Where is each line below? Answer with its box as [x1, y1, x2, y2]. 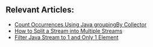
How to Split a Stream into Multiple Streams [14, 27, 123, 34]
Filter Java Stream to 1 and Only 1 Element [14, 33, 119, 41]
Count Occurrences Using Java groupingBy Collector [14, 20, 147, 28]
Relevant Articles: [5, 5, 75, 15]
